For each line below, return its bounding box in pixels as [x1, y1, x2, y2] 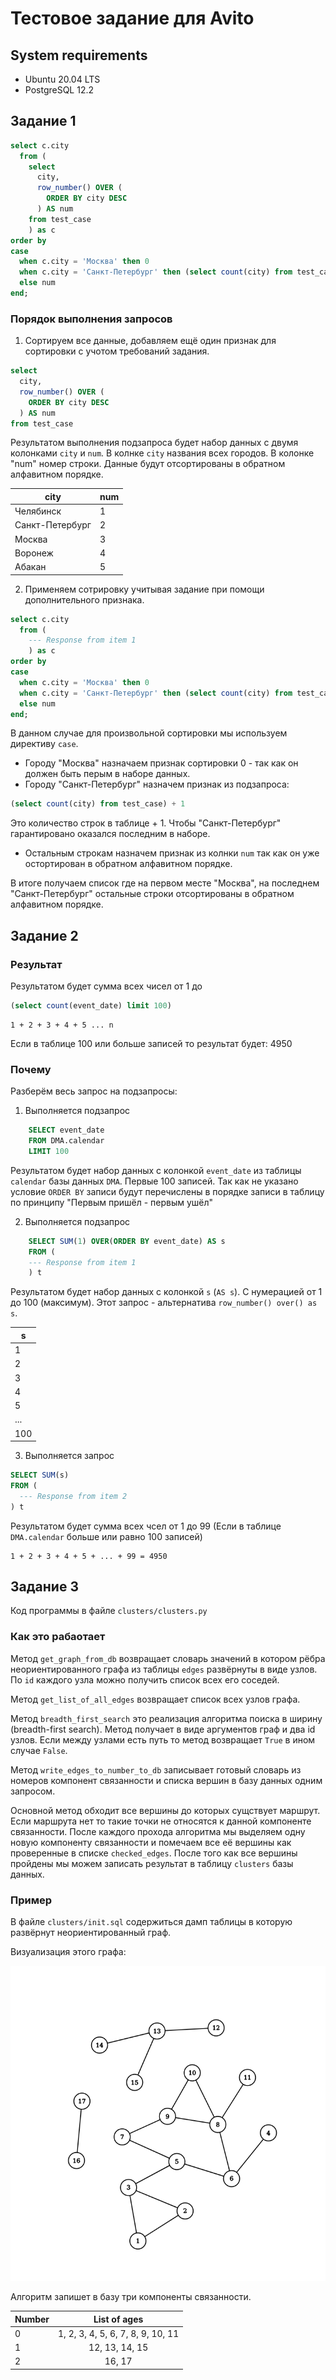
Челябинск [14, 505, 62, 517]
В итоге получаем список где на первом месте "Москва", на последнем [10, 877, 320, 889]
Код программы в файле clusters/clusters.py [10, 1605, 208, 1617]
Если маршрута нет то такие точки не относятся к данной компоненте [10, 1815, 312, 1827]
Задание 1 [10, 113, 77, 130]
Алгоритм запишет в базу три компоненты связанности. [10, 2291, 252, 2302]
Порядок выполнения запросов [10, 312, 173, 326]
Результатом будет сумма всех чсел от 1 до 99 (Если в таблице [10, 1520, 282, 1532]
